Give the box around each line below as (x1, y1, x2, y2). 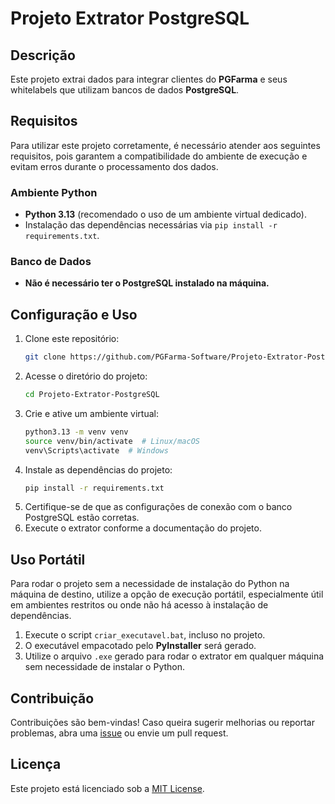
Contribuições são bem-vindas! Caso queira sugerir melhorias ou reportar (10, 717, 315, 729)
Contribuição (10, 690, 95, 707)
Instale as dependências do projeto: (24, 463, 173, 476)
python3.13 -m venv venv (24, 427, 129, 437)
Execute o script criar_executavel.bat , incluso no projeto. (24, 629, 266, 641)
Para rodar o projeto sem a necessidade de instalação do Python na (10, 578, 290, 590)
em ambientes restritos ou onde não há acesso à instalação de (10, 599, 269, 611)
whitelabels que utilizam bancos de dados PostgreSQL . (10, 84, 240, 96)
